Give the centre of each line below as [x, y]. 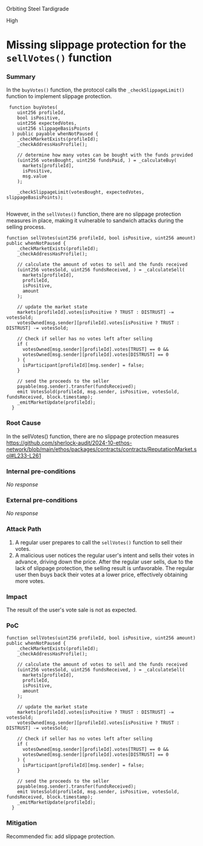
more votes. [30, 581]
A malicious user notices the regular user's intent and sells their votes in [105, 555]
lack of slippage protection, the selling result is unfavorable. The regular [105, 568]
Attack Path [24, 529]
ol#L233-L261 [24, 455]
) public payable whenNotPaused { [55, 134]
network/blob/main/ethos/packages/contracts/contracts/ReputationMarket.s [101, 449]
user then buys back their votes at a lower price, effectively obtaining [101, 575]
